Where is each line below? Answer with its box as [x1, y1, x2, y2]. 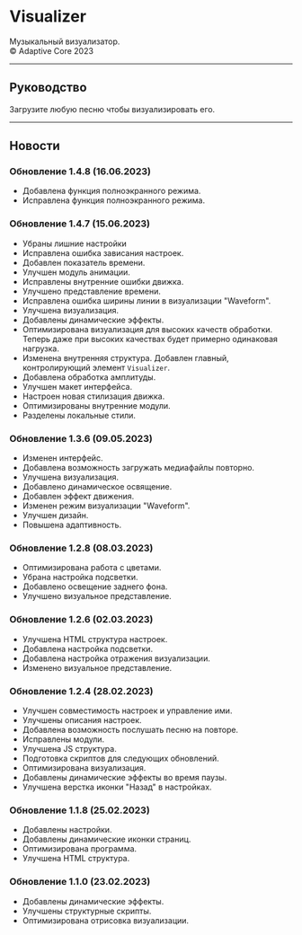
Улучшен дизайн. [22, 510, 89, 521]
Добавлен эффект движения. [22, 491, 135, 502]
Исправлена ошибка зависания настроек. [22, 247, 184, 258]
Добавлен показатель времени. [22, 257, 146, 268]
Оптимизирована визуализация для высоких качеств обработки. [22, 323, 273, 334]
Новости [9, 138, 60, 154]
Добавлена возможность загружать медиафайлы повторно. [22, 463, 254, 473]
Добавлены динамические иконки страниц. [22, 834, 191, 845]
